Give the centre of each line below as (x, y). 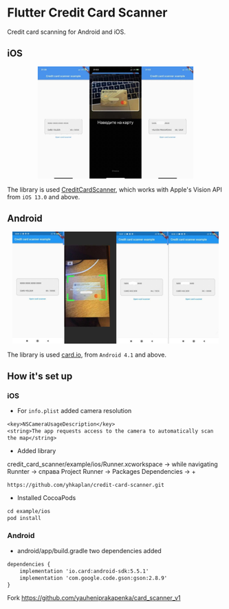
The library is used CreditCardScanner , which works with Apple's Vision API (115, 189)
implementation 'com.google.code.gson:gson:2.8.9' (94, 578)
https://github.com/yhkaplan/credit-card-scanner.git (86, 485)
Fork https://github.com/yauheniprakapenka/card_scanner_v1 (94, 597)
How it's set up (40, 376)
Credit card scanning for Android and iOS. (66, 32)
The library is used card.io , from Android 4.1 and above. (87, 355)
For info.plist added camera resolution (74, 411)
